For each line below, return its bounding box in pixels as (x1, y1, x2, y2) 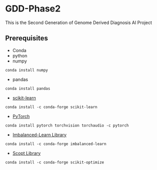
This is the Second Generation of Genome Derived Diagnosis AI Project (5, 19, 152, 25)
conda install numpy (5, 67, 49, 72)
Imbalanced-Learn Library (12, 131, 67, 137)
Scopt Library (12, 150, 41, 156)
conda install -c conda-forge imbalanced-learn (5, 141, 107, 146)
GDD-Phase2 (5, 3, 61, 14)
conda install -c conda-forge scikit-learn (5, 104, 98, 109)
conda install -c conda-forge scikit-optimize (5, 159, 104, 165)
